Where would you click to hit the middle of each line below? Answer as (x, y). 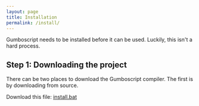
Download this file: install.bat (42, 97)
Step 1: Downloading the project (66, 65)
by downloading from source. (42, 85)
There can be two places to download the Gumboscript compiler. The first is (100, 79)
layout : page (22, 12)
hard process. (23, 46)
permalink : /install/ (33, 23)
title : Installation (32, 17)
